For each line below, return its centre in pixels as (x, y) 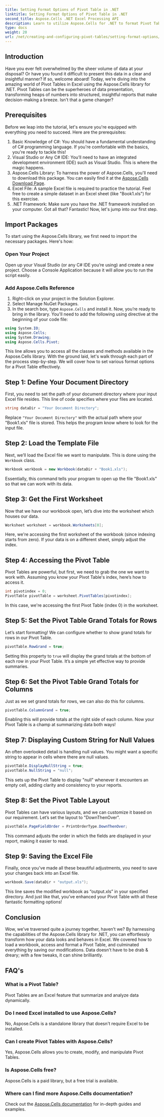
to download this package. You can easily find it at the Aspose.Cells (80, 178)
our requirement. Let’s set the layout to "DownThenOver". (63, 817)
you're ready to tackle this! (39, 152)
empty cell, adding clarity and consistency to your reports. (64, 785)
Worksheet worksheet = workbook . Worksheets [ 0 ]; (54, 525)
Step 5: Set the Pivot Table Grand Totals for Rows (81, 621)
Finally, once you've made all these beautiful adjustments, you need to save (81, 868)
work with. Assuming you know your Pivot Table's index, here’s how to (76, 577)
